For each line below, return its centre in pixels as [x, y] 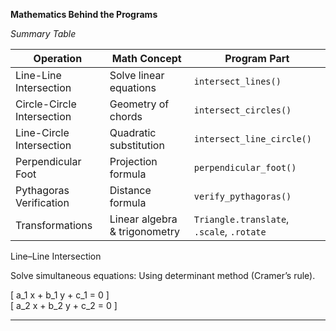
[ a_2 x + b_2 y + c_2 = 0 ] [64, 305]
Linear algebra [143, 219]
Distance [130, 190]
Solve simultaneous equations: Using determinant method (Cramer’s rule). [163, 275]
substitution [137, 145]
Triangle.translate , [241, 219]
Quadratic [133, 132]
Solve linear [137, 75]
